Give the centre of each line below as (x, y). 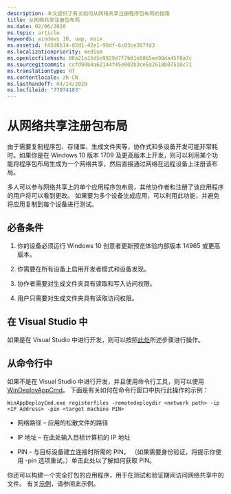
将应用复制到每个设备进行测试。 (52, 204)
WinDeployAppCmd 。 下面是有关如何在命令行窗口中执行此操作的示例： (108, 390)
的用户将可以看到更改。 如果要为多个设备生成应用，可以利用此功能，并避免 (113, 196)
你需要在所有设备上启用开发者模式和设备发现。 (83, 269)
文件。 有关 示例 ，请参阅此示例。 (53, 483)
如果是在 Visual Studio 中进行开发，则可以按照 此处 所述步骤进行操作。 (106, 339)
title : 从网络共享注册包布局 (44, 20)
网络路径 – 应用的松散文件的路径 (63, 423)
